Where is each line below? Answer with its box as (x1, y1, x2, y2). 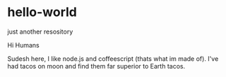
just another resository (7, 27, 73, 36)
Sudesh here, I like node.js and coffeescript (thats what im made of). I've (7, 54, 219, 63)
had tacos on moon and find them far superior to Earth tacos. (7, 62, 186, 70)
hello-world (7, 4, 78, 20)
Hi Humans (7, 41, 40, 49)
